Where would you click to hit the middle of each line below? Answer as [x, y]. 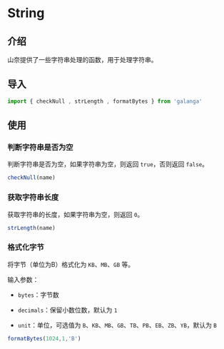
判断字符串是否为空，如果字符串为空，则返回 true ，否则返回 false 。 [108, 164]
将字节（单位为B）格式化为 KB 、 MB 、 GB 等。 [71, 264]
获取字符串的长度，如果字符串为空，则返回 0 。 [76, 214]
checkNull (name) [31, 178]
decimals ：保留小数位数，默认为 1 [67, 310]
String [26, 13]
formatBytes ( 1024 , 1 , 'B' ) [44, 338]
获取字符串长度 [33, 198]
